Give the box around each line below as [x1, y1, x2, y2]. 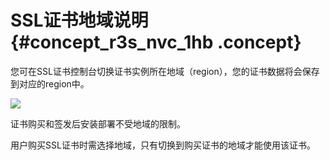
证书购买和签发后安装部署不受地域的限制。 [10, 117, 186, 130]
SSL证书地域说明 [10, 9, 149, 32]
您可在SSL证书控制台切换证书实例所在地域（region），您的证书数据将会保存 [10, 65, 320, 77]
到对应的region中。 [10, 77, 90, 90]
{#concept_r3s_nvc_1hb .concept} [10, 31, 302, 54]
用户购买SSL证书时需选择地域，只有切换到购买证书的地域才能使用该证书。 [10, 139, 316, 151]
